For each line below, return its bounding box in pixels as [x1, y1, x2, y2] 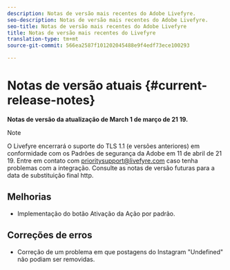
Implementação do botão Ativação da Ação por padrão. [17, 209, 175, 218]
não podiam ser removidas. [17, 255, 95, 263]
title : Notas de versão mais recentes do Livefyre [7, 29, 156, 37]
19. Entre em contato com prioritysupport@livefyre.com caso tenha [7, 156, 198, 165]
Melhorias [7, 191, 52, 203]
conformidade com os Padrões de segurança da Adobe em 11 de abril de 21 [7, 149, 222, 157]
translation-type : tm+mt [7, 36, 79, 43]
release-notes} [7, 92, 95, 108]
